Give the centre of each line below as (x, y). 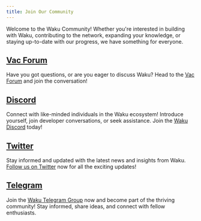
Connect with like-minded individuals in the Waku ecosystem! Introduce (95, 114)
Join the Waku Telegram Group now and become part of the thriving (91, 200)
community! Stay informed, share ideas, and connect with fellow (86, 206)
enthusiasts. (21, 213)
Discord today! (24, 127)
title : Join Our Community (40, 12)
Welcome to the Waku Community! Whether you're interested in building (95, 29)
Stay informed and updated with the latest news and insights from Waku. (96, 161)
